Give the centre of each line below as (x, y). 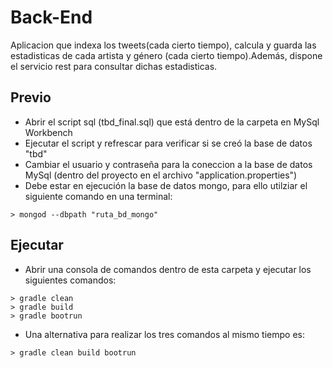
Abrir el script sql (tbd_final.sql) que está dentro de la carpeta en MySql (172, 122)
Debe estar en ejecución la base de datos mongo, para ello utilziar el (166, 185)
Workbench (48, 132)
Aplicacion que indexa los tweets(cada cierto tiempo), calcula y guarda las (163, 45)
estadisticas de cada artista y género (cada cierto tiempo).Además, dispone (166, 55)
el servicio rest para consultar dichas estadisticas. (114, 66)
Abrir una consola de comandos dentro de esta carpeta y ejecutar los (168, 269)
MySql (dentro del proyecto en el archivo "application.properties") (161, 175)
